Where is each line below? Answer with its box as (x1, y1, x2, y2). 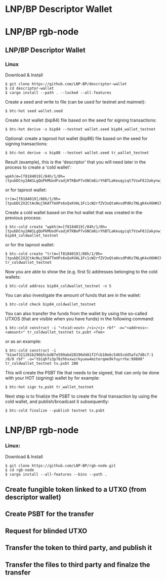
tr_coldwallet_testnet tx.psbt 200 (5, 361, 79, 366)
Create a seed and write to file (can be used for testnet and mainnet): (5, 99, 146, 105)
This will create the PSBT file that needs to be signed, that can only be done (5, 370, 160, 376)
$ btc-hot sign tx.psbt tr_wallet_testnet (5, 385, 94, 390)
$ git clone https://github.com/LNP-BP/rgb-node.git (5, 463, 116, 468)
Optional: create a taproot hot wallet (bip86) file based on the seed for (5, 135, 148, 142)
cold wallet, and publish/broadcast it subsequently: (5, 399, 110, 405)
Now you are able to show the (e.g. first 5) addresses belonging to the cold (5, 269, 158, 275)
